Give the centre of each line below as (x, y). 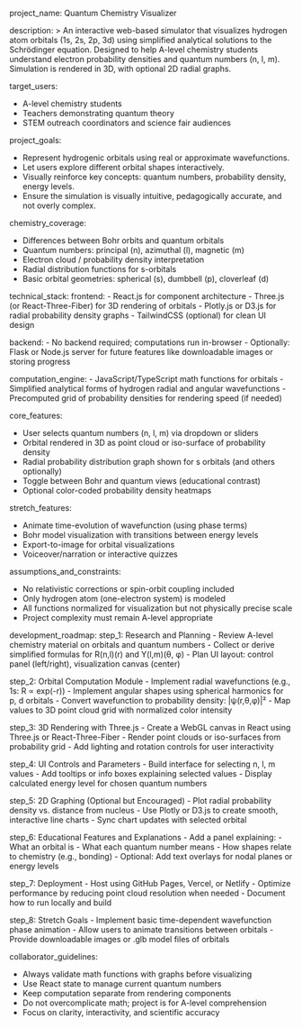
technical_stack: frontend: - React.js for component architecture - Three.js (147, 296)
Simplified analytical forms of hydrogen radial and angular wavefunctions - (147, 388)
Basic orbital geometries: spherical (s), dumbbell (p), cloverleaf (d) (146, 279)
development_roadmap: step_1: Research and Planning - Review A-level (142, 635)
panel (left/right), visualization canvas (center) (95, 664)
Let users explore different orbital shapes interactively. (123, 167)
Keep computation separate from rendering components (127, 993)
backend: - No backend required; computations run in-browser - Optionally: (150, 342)
